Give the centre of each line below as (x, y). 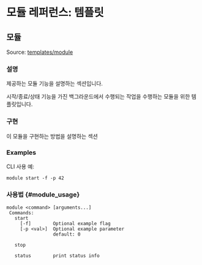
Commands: (21, 213)
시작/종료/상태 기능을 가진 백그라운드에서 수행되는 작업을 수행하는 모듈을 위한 (98, 97)
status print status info (57, 256)
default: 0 (67, 234)
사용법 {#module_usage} (43, 195)
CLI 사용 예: (21, 166)
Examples (21, 152)
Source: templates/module (40, 52)
